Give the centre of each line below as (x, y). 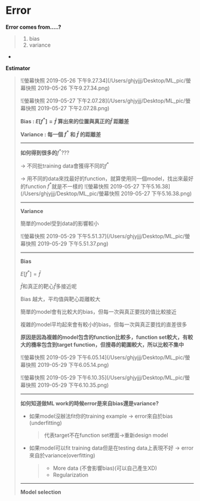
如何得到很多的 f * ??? (45, 152)
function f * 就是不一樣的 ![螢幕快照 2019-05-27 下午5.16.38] (98, 186)
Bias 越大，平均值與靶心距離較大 (60, 299)
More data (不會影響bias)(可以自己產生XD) (105, 468)
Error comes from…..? (33, 27)
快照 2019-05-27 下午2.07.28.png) (67, 108)
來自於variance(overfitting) (62, 455)
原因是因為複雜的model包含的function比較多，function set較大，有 (104, 337)
